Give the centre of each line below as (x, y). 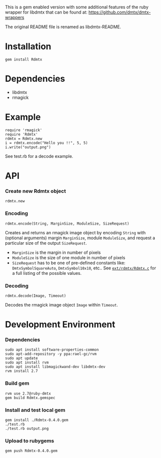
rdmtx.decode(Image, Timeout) (36, 296)
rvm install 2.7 (21, 371)
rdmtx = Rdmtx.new (24, 138)
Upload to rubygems (30, 440)
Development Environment (60, 325)
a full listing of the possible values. (47, 273)
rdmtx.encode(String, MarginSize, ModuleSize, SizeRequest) (67, 224)
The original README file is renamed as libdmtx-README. (63, 27)
